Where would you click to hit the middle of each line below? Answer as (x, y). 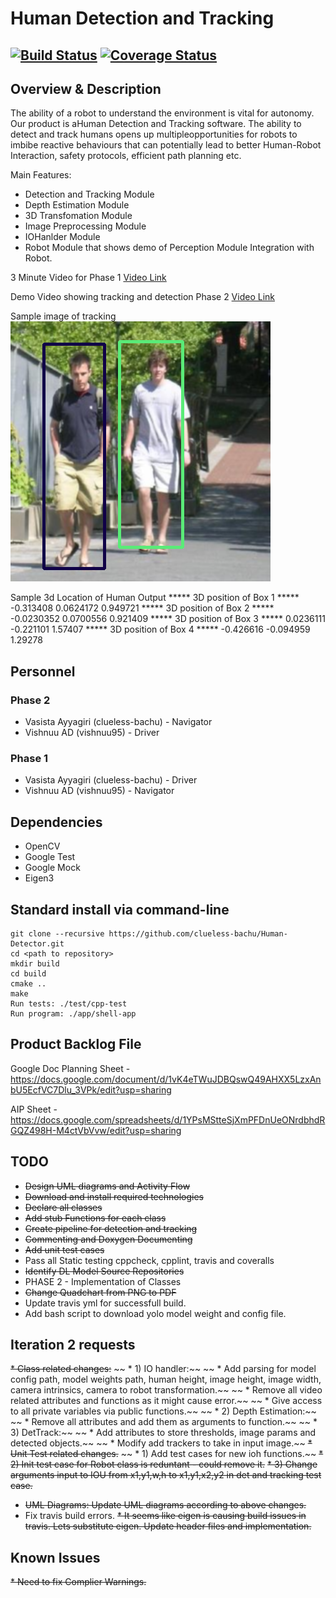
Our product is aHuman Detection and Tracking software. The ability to (156, 124)
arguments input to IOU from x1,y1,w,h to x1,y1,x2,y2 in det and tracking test (166, 1475)
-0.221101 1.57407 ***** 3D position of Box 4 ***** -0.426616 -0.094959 (160, 629)
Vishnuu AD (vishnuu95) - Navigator (99, 791)
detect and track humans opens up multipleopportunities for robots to (154, 134)
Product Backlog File (76, 1044)
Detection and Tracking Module (89, 194)
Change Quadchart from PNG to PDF (100, 1292)
